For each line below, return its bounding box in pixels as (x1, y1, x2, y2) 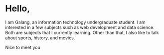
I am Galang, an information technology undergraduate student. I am (5, 19, 146, 25)
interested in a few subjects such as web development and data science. (5, 24, 155, 30)
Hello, (5, 3, 30, 14)
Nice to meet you (5, 44, 41, 50)
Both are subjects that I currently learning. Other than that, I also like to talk (5, 29, 159, 35)
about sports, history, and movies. (5, 35, 75, 41)
